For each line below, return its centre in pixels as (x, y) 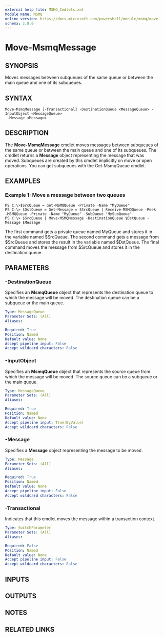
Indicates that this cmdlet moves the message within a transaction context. (80, 519)
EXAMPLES (23, 181)
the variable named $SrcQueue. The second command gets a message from (82, 237)
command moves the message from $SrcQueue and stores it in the (72, 247)
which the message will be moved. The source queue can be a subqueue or (81, 376)
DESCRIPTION (27, 133)
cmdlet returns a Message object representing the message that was (75, 155)
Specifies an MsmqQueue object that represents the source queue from (78, 372)
